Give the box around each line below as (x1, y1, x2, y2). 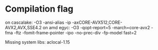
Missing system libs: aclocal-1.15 (5, 39, 70, 45)
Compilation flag (5, 3, 74, 15)
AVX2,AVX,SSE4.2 (5, 24, 42, 30)
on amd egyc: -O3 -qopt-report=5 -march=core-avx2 (42, 24, 150, 30)
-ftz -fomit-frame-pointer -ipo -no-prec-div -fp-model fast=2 (14, 30, 137, 35)
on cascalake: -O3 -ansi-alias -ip (5, 19, 71, 25)
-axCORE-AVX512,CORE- (72, 19, 123, 25)
